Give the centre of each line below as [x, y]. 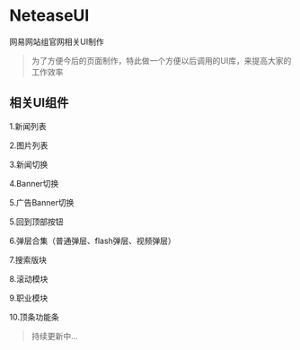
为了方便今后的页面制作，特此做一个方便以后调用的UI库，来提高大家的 [161, 60]
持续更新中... [54, 336]
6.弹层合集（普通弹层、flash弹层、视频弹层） [93, 241]
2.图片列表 [29, 145]
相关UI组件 [39, 103]
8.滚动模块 [29, 278]
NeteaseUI [49, 16]
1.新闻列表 [28, 126]
